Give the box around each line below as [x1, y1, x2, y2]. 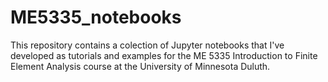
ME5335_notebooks [10, 6, 182, 29]
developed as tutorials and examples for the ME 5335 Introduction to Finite [10, 49, 318, 61]
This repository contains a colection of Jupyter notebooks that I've [10, 39, 285, 51]
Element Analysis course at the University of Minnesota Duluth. [10, 60, 271, 72]
